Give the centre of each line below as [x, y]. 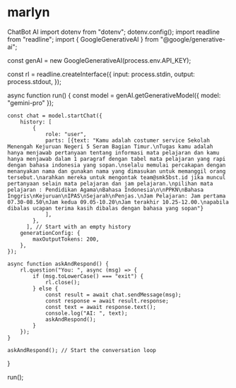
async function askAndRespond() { [58, 264]
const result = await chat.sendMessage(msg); [113, 295]
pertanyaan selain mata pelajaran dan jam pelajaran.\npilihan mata [110, 183]
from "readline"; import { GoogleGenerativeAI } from [83, 39]
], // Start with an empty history [78, 226]
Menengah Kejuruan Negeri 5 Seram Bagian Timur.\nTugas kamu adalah [110, 146]
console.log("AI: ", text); [87, 313]
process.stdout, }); [34, 81]
